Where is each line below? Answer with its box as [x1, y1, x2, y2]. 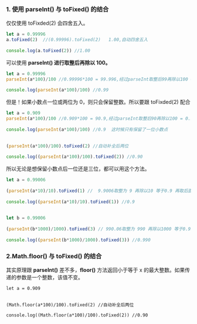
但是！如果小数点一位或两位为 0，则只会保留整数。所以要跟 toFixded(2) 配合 [6, 99, 191, 106]
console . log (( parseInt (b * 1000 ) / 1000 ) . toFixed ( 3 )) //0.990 [6, 237, 151, 243]
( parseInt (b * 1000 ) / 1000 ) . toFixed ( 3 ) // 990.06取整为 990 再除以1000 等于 [6, 226, 183, 232]
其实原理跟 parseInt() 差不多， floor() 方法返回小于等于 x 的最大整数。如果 [6, 266, 185, 274]
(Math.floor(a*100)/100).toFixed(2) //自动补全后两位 [6, 302, 134, 308]
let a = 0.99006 [6, 177, 46, 183]
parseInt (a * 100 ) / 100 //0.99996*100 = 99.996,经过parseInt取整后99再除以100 [6, 76, 189, 82]
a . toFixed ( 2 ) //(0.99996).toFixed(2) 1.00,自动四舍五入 [6, 37, 148, 43]
